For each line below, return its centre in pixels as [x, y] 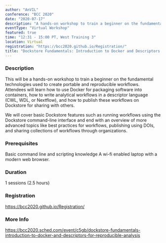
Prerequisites [21, 143]
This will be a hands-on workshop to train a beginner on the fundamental [79, 79]
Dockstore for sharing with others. [40, 105]
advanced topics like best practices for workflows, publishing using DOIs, [80, 125]
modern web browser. [28, 160]
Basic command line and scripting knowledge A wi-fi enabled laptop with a [81, 154]
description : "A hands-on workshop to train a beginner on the [72, 23]
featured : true [21, 33]
